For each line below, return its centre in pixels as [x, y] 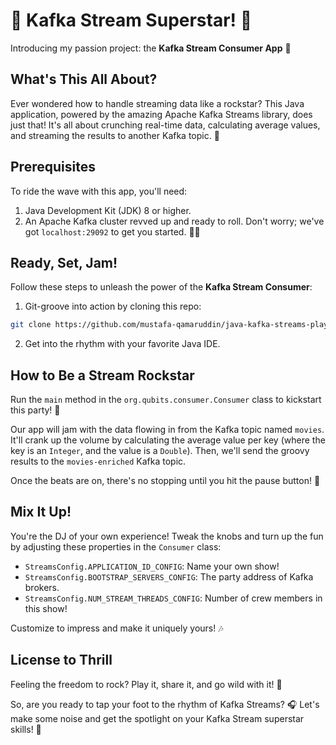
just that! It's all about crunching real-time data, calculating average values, [165, 125]
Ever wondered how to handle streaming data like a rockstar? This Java [157, 103]
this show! [46, 608]
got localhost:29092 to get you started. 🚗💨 [112, 231]
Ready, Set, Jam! [64, 262]
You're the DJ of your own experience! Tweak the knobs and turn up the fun [167, 536]
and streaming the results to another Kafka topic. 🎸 [115, 135]
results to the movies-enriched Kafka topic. [98, 461]
